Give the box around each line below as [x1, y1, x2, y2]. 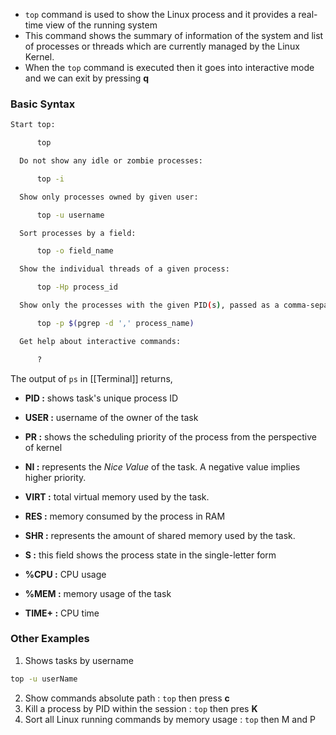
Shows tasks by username [24, 654, 134, 666]
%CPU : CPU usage [24, 568, 107, 580]
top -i [36, 174, 65, 184]
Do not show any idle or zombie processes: [19, 156, 203, 166]
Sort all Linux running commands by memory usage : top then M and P [24, 713, 316, 725]
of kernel [24, 441, 63, 453]
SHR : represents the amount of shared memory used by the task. [24, 529, 296, 541]
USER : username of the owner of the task [24, 411, 199, 423]
